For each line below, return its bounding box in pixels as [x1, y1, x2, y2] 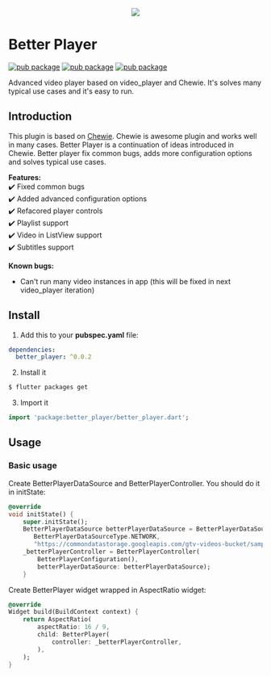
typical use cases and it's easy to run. [8, 86, 135, 96]
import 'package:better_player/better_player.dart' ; [8, 414, 190, 422]
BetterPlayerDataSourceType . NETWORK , [33, 533, 161, 541]
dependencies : [8, 346, 56, 354]
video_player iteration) [19, 285, 95, 295]
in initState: [8, 487, 46, 497]
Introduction [8, 110, 73, 124]
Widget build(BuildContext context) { [8, 608, 139, 616]
